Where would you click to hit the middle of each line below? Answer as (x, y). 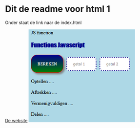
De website (16, 120)
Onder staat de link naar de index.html (43, 22)
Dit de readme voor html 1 (58, 9)
